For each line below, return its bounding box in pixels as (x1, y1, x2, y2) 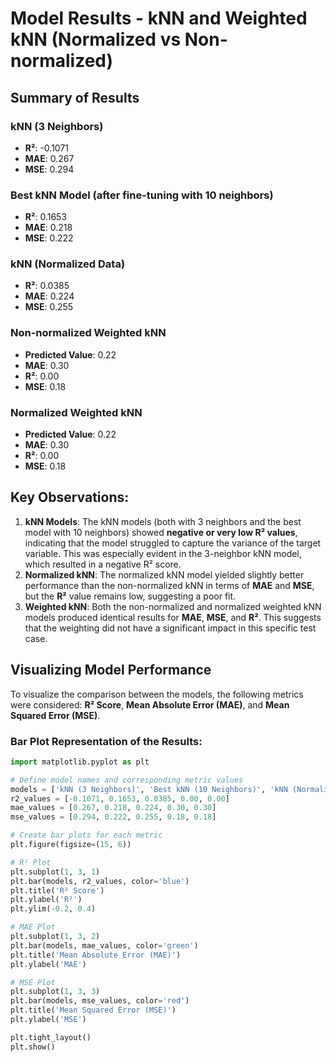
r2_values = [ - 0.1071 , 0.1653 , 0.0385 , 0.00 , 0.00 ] (10, 793, 230, 804)
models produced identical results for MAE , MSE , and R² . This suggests (24, 611, 322, 623)
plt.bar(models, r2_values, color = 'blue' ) (10, 876, 190, 886)
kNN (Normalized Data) (10, 257, 126, 271)
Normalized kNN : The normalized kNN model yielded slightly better (24, 568, 305, 581)
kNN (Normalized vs (10, 28, 182, 51)
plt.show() (10, 1042, 56, 1052)
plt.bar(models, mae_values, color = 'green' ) (10, 940, 199, 951)
